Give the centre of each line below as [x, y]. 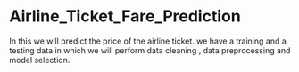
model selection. [40, 60]
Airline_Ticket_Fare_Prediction [125, 16]
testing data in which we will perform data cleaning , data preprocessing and [150, 50]
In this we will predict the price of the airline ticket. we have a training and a [148, 41]
